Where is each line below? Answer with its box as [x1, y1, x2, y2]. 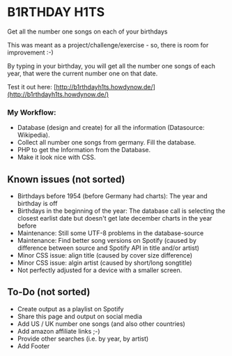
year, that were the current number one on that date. [7, 69, 158, 77]
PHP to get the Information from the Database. [17, 146, 151, 154]
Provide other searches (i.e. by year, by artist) [17, 334, 149, 343]
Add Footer [17, 341, 50, 350]
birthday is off [17, 200, 58, 208]
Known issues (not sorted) [7, 173, 125, 185]
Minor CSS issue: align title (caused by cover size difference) [17, 251, 193, 260]
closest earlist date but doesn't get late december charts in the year [17, 214, 212, 223]
